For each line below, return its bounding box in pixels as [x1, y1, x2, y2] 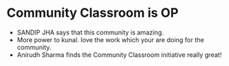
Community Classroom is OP [6, 5, 179, 21]
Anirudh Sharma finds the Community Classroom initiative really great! [16, 51, 222, 59]
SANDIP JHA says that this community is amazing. [16, 28, 164, 37]
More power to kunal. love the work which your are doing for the [16, 35, 204, 44]
